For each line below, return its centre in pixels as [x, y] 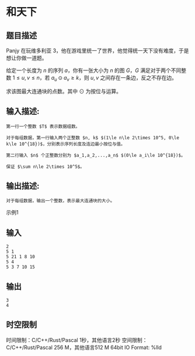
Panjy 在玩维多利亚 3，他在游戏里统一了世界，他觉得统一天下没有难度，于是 [97, 51]
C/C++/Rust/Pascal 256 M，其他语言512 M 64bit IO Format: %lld [84, 347]
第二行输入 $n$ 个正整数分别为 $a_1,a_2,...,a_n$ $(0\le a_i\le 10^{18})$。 [96, 155]
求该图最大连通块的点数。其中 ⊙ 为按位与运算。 [64, 91]
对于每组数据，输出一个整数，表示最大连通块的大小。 [60, 201]
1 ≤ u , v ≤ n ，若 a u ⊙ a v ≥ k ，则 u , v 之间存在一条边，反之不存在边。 [95, 78]
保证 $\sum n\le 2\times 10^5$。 [45, 167]
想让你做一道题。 [27, 58]
